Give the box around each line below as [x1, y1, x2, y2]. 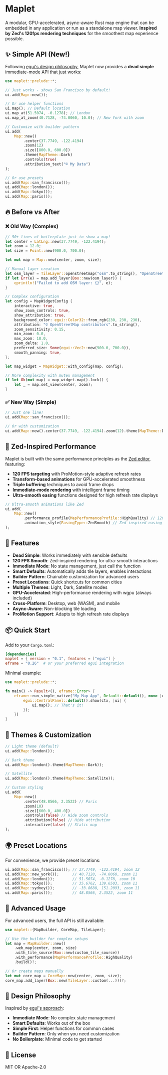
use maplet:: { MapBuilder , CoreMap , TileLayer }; [5, 927, 106, 932]
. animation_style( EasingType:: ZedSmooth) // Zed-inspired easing [23, 520, 162, 526]
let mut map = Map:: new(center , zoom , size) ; [5, 257, 101, 262]
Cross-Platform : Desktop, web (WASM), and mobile [12, 600, 120, 606]
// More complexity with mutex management [5, 373, 95, 378]
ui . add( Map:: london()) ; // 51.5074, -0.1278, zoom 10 [5, 876, 135, 881]
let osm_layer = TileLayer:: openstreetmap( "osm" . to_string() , [5, 271, 137, 276]
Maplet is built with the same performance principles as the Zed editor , [5, 455, 151, 462]
